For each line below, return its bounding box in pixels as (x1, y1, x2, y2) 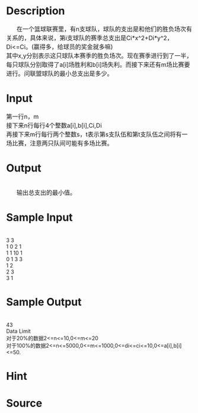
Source (6, 396, 43, 410)
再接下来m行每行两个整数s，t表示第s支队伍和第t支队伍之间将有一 (6, 130, 188, 138)
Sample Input (6, 211, 73, 224)
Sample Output (6, 295, 82, 309)
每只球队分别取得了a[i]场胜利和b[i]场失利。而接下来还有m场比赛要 (6, 61, 190, 69)
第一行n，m (6, 112, 39, 120)
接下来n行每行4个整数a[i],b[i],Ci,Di (6, 121, 102, 129)
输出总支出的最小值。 (17, 188, 76, 196)
